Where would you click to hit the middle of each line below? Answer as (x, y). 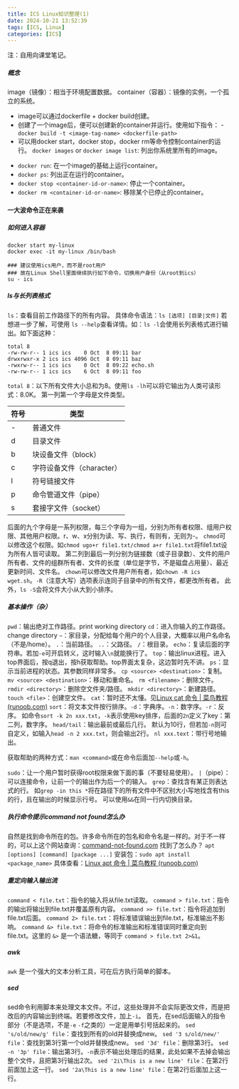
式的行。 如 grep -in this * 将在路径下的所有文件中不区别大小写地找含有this (118, 790)
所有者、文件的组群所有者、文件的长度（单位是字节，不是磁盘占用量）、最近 (118, 562)
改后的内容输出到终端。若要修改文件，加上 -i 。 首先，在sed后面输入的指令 (117, 1016)
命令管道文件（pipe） (68, 494)
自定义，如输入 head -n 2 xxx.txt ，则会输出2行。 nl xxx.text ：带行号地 (114, 733)
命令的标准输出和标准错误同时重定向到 (150, 926)
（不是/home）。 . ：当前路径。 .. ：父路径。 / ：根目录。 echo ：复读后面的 (116, 644)
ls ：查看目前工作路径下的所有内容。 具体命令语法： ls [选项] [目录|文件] (113, 315)
